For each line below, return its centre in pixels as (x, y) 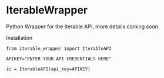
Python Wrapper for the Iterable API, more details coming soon (82, 26)
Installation (19, 38)
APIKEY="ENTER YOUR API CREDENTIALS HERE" (59, 59)
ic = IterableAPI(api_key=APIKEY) (48, 69)
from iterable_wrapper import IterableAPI (59, 48)
